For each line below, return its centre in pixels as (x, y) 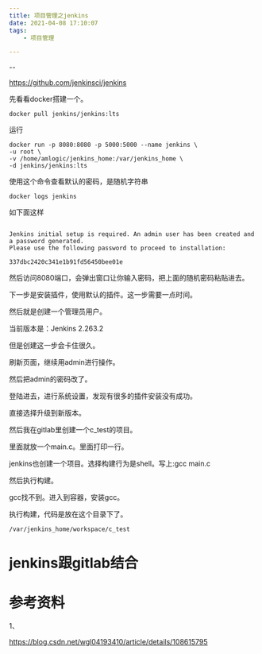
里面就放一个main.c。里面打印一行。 (69, 447)
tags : (18, 30)
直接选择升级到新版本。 (47, 413)
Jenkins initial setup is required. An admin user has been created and (132, 234)
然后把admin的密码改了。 (50, 379)
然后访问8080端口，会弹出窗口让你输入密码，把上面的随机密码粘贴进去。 (129, 278)
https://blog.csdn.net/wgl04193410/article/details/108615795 (108, 642)
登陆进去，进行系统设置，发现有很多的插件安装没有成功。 (103, 396)
